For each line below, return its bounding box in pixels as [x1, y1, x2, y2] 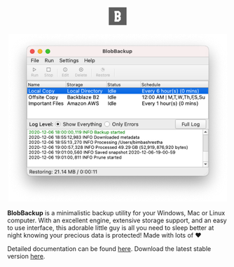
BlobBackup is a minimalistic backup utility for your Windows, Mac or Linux [7, 209, 226, 217]
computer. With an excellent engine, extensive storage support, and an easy [7, 216, 227, 225]
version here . [7, 252, 46, 261]
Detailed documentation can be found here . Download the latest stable [7, 245, 212, 253]
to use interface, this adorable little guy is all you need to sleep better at [7, 224, 214, 232]
